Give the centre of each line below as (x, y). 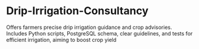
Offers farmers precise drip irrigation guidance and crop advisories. (89, 27)
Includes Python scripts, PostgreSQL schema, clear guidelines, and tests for (99, 33)
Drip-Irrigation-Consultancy (77, 11)
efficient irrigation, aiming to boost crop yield (61, 40)
